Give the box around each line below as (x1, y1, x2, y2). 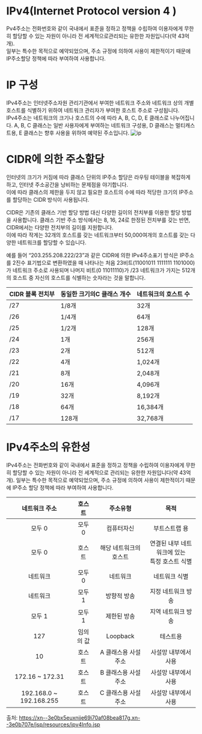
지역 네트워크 (150, 607, 185, 616)
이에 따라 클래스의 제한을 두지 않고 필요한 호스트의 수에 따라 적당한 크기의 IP (6, 188, 185, 196)
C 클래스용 (100, 688, 128, 697)
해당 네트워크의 (100, 544, 141, 552)
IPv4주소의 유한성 (6, 440, 90, 454)
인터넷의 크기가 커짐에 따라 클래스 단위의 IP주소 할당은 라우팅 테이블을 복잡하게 (6, 173, 191, 181)
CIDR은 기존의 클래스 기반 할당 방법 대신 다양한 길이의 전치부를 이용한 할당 (6, 208, 180, 216)
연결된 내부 (150, 539, 180, 547)
